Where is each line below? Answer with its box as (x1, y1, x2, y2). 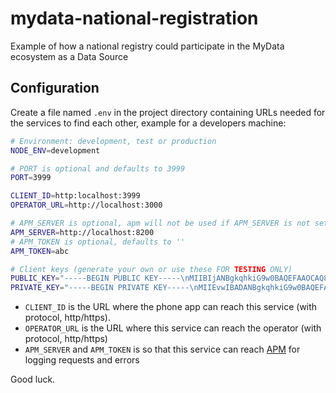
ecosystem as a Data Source (10, 50, 129, 62)
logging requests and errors (24, 354, 140, 366)
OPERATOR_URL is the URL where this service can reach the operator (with (24, 322, 322, 334)
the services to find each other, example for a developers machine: (10, 117, 287, 129)
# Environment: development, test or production (10, 136, 217, 146)
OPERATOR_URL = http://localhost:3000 (10, 200, 163, 211)
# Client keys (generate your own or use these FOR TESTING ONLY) (10, 264, 293, 274)
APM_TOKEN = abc (10, 246, 70, 256)
